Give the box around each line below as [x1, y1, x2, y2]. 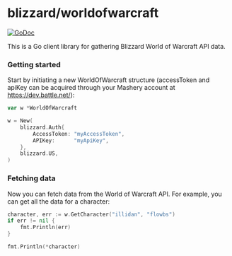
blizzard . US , [20, 150, 59, 157]
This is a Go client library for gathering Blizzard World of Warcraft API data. [7, 42, 226, 50]
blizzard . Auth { [20, 124, 65, 131]
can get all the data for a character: [7, 197, 110, 206]
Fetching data [7, 173, 56, 183]
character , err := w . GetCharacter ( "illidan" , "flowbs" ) [7, 211, 175, 218]
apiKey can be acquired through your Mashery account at [7, 83, 175, 92]
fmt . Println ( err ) [20, 224, 71, 231]
